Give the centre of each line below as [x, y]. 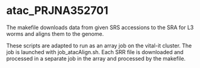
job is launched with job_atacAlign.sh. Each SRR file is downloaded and [95, 52]
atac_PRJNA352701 [57, 11]
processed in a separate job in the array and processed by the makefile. [96, 58]
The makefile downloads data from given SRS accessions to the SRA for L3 [100, 27]
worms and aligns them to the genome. [55, 33]
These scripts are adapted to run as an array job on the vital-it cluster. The [99, 46]
